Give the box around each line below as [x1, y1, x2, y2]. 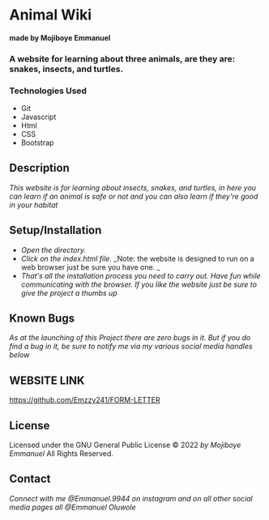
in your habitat [9, 200, 58, 210]
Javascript [20, 112, 57, 121]
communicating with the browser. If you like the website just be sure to [20, 279, 258, 289]
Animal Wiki [9, 6, 92, 24]
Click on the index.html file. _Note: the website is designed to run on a [20, 254, 254, 263]
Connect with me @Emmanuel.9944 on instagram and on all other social [9, 493, 254, 503]
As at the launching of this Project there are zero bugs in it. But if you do [9, 333, 251, 343]
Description [9, 161, 70, 175]
